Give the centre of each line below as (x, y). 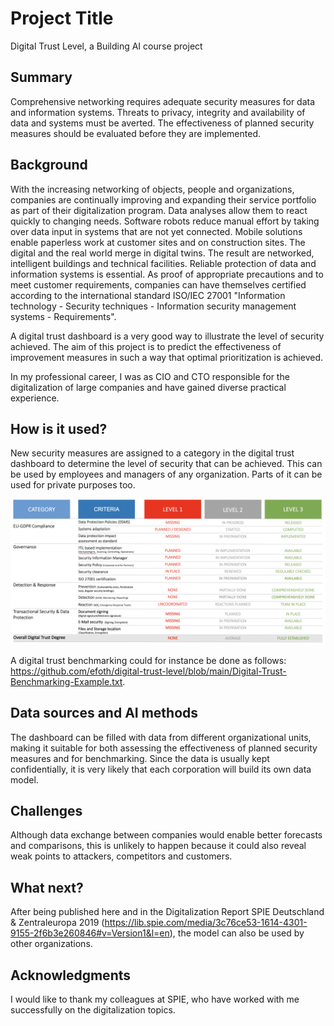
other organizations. (51, 944)
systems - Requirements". (63, 316)
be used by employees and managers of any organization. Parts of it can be (166, 474)
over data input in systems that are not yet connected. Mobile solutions (156, 231)
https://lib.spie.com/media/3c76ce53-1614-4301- (206, 923)
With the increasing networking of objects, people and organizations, (152, 189)
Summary (41, 77)
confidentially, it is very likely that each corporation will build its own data (161, 769)
